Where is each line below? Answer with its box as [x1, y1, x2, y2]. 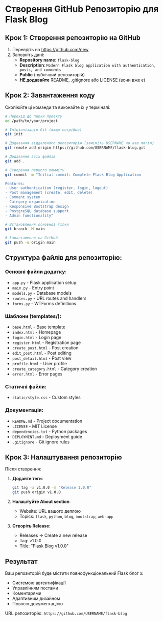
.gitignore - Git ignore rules [12, 439, 70, 445]
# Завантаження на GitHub [5, 235, 58, 241]
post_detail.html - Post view [12, 355, 72, 361]
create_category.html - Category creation [12, 366, 97, 372]
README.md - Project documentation [12, 418, 83, 424]
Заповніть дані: [12, 52, 45, 58]
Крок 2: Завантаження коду [5, 91, 95, 99]
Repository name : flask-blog [19, 57, 80, 62]
